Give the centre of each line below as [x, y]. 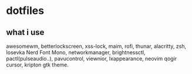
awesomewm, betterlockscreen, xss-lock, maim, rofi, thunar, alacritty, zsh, [96, 46]
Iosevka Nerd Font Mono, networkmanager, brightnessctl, [76, 52]
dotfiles [25, 11]
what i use [25, 32]
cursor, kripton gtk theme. [38, 65]
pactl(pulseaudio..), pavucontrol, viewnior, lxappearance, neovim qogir [92, 59]
